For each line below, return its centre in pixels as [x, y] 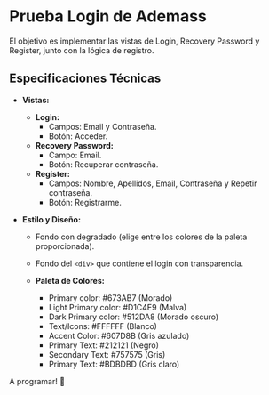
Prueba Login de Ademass [108, 16]
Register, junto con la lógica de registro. [82, 50]
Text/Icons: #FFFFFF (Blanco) [103, 326]
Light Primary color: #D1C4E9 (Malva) [118, 307]
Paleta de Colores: [70, 280]
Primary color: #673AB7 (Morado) [111, 298]
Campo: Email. [75, 155]
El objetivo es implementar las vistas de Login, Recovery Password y [134, 41]
